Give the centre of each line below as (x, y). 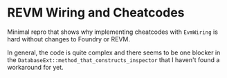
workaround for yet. (35, 67)
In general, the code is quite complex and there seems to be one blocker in (114, 52)
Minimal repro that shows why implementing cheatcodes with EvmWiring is (112, 32)
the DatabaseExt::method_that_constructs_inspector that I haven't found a (113, 59)
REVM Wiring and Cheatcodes (96, 13)
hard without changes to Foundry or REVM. (69, 39)
